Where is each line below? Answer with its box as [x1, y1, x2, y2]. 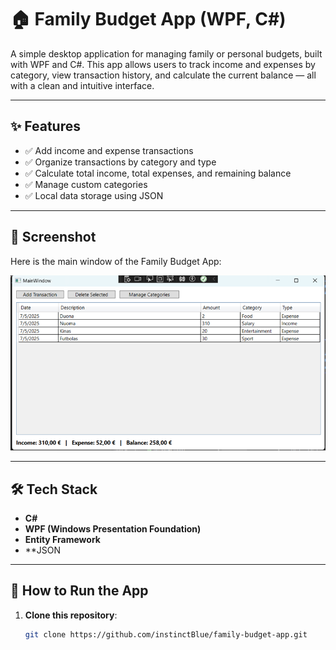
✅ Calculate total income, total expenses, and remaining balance [24, 167, 292, 179]
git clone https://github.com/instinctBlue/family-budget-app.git [24, 629, 308, 640]
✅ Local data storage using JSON [24, 189, 164, 201]
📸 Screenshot [10, 229, 97, 246]
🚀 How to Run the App [10, 582, 149, 600]
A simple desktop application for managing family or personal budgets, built [10, 47, 323, 60]
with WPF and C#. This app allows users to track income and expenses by [10, 58, 316, 70]
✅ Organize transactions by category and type [24, 156, 217, 168]
